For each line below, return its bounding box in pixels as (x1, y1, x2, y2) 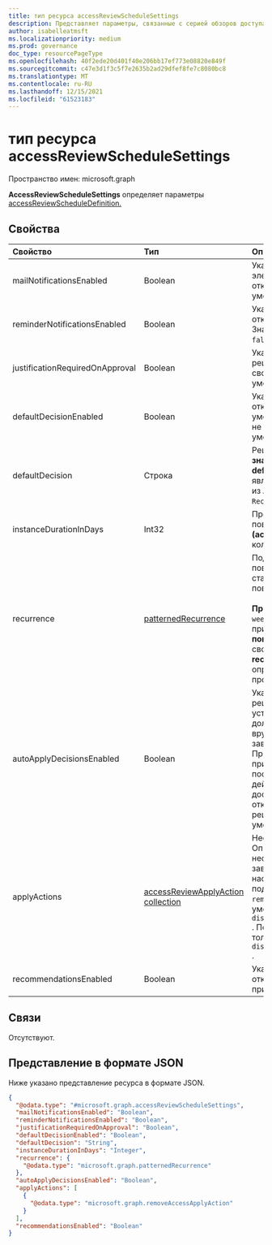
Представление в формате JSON (8, 1057, 184, 1070)
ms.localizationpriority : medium (8, 34, 121, 43)
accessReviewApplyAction (143, 886, 244, 897)
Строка (143, 470, 173, 481)
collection (143, 897, 181, 907)
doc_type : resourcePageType (8, 50, 104, 58)
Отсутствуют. (8, 1032, 55, 1042)
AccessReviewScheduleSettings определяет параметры (8, 190, 205, 200)
